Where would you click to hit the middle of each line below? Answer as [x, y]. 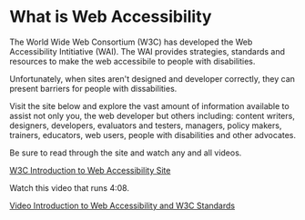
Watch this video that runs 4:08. [70, 187]
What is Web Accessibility [111, 17]
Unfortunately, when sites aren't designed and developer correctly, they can [152, 78]
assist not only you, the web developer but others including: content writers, [152, 115]
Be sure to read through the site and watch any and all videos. [126, 153]
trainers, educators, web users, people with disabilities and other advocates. [153, 135]
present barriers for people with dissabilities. [93, 88]
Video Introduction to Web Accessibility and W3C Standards [122, 205]
